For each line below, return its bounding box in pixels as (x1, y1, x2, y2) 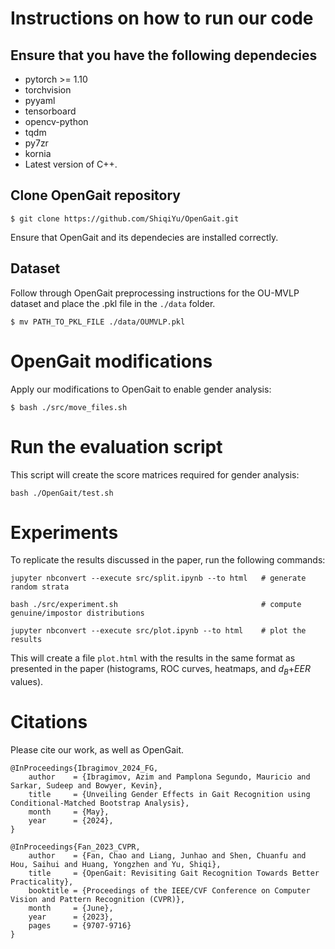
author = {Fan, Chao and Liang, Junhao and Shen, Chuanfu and (28, 851, 307, 861)
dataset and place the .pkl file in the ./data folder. (10, 297, 216, 309)
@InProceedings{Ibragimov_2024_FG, (10, 763, 159, 774)
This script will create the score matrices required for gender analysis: (10, 468, 300, 481)
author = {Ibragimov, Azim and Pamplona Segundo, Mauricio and (28, 772, 311, 782)
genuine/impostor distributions (10, 608, 145, 619)
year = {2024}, (28, 816, 114, 826)
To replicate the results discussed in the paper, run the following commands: (10, 554, 326, 566)
